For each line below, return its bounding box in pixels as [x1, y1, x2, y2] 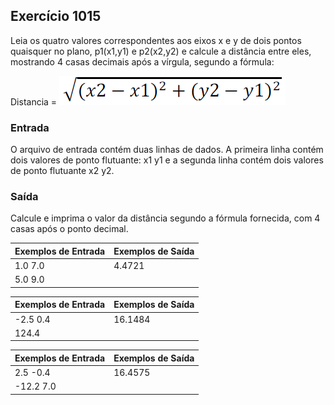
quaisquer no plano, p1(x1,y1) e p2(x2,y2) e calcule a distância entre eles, [10, 45, 312, 57]
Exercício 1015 [10, 8, 102, 25]
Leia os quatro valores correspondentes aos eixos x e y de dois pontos [10, 34, 302, 46]
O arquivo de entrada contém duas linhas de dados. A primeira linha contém [10, 144, 324, 156]
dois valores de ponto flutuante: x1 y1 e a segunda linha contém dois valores [10, 154, 324, 166]
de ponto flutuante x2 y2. [10, 165, 115, 177]
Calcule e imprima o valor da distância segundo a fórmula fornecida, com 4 [10, 212, 321, 224]
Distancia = [10, 95, 58, 108]
